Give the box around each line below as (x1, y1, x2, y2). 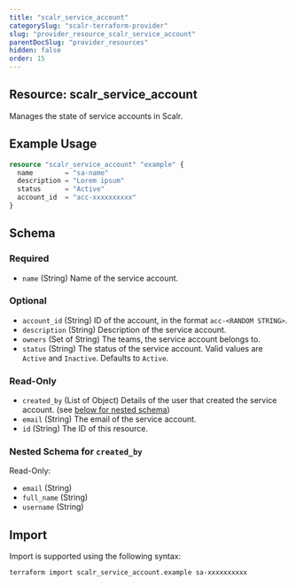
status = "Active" (17, 185, 105, 194)
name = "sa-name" (17, 168, 109, 178)
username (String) (21, 502, 84, 512)
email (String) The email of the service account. (21, 414, 197, 424)
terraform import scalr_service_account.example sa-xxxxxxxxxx (9, 568, 248, 577)
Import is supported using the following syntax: (9, 551, 182, 562)
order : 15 (9, 54, 46, 63)
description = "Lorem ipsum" (17, 177, 125, 186)
